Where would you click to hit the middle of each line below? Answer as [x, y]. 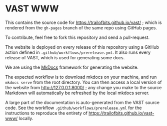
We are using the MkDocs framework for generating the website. [72, 67]
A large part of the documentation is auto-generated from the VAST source [82, 102]
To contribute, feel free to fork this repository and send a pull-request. [77, 37]
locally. [26, 118]
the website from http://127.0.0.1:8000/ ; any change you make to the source [83, 87]
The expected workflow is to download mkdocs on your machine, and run [81, 77]
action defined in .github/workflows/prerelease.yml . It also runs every [78, 52]
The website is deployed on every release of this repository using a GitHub [82, 47]
